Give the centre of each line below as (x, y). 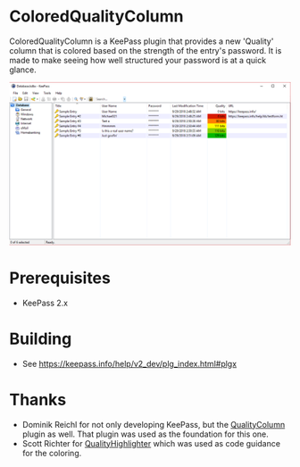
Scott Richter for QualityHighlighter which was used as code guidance (151, 443)
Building (41, 339)
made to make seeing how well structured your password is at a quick (137, 60)
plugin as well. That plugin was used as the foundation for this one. (146, 434)
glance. (23, 70)
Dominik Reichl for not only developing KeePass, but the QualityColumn (154, 424)
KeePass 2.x (45, 303)
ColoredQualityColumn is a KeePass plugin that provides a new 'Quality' (142, 41)
